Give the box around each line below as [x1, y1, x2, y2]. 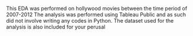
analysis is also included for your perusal [6, 23, 106, 30]
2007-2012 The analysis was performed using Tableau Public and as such [6, 11, 187, 18]
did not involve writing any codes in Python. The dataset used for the [6, 17, 174, 24]
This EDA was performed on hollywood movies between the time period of [6, 5, 188, 12]
